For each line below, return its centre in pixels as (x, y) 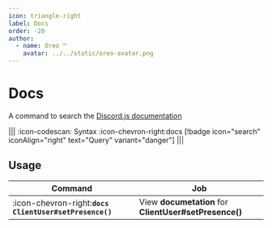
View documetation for (183, 201)
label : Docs (28, 23)
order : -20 (27, 31)
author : (21, 38)
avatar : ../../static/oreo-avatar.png (88, 53)
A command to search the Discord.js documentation (95, 116)
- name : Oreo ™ (41, 46)
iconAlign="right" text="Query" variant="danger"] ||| (96, 140)
